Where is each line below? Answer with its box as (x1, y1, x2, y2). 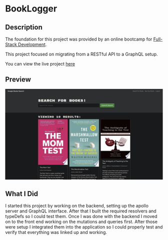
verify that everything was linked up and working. (5, 229, 107, 235)
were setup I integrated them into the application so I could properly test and (5, 224, 163, 230)
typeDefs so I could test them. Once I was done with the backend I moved (5, 213, 157, 219)
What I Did (5, 189, 38, 198)
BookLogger (5, 3, 57, 14)
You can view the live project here (5, 61, 75, 66)
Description (5, 23, 42, 31)
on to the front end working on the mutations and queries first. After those (5, 218, 157, 225)
